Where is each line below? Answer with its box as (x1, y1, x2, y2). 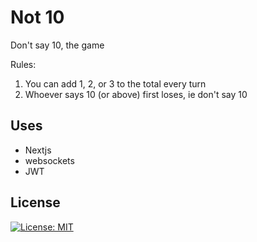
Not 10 (10, 6, 65, 29)
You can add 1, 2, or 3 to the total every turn (24, 77, 207, 90)
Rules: (10, 58, 37, 70)
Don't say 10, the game (10, 39, 105, 51)
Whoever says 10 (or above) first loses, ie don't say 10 (24, 88, 248, 100)
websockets (24, 154, 75, 166)
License (10, 194, 61, 211)
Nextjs (24, 144, 52, 156)
